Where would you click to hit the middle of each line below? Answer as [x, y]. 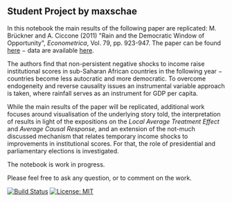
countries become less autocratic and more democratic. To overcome [107, 78]
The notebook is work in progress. [56, 164]
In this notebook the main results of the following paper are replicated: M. [112, 28]
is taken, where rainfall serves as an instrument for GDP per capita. [103, 93]
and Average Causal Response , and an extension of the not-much [101, 128]
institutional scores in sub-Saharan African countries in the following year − [115, 71]
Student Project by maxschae [72, 11]
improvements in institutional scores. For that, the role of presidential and [111, 143]
